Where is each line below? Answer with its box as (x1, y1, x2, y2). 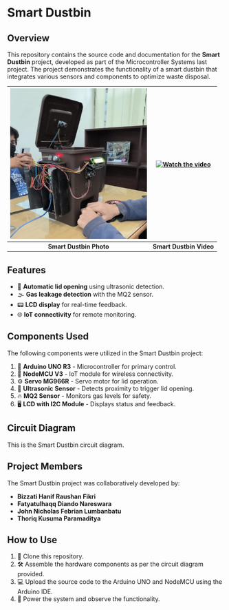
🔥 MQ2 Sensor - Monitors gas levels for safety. (17, 391, 152, 400)
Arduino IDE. (17, 587, 53, 596)
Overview (7, 32, 50, 44)
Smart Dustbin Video (152, 242, 215, 251)
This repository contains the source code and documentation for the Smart (7, 50, 220, 59)
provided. (17, 570, 45, 578)
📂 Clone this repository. (17, 552, 84, 560)
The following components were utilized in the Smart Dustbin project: (7, 349, 204, 357)
